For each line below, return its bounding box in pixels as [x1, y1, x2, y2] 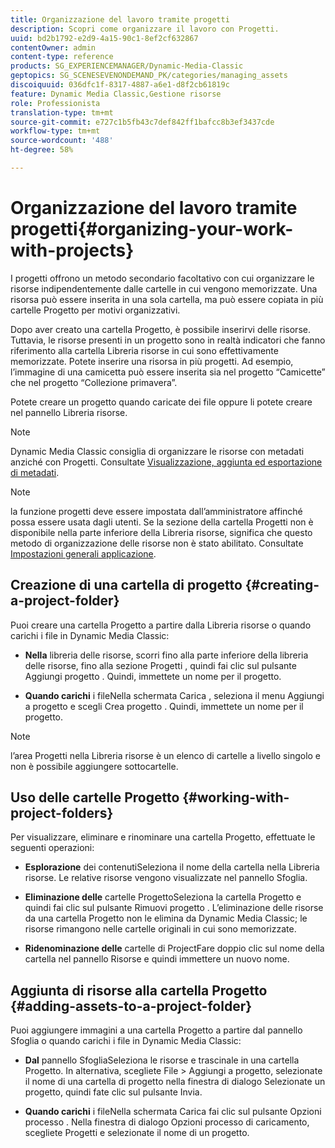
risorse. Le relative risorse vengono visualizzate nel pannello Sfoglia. [24, 872, 308, 884]
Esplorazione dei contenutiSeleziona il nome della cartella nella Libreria [24, 861, 320, 873]
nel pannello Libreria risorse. [10, 406, 128, 418]
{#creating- [244, 577, 320, 594]
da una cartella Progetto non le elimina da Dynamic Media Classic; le [24, 912, 308, 925]
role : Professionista [10, 98, 101, 108]
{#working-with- [182, 789, 290, 806]
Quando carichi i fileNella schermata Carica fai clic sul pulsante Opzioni [24, 1106, 322, 1118]
